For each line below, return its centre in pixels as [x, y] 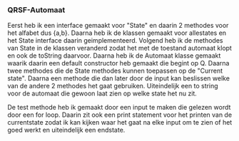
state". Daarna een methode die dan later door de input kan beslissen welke [119, 78]
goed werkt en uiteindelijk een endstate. [66, 130]
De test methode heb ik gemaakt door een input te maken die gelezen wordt [119, 108]
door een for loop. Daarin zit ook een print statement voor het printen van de [120, 115]
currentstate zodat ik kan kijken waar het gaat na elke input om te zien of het [120, 122]
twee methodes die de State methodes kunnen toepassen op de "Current [115, 71]
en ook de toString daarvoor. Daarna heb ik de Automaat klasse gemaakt [114, 56]
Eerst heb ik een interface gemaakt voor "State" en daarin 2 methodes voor [118, 26]
